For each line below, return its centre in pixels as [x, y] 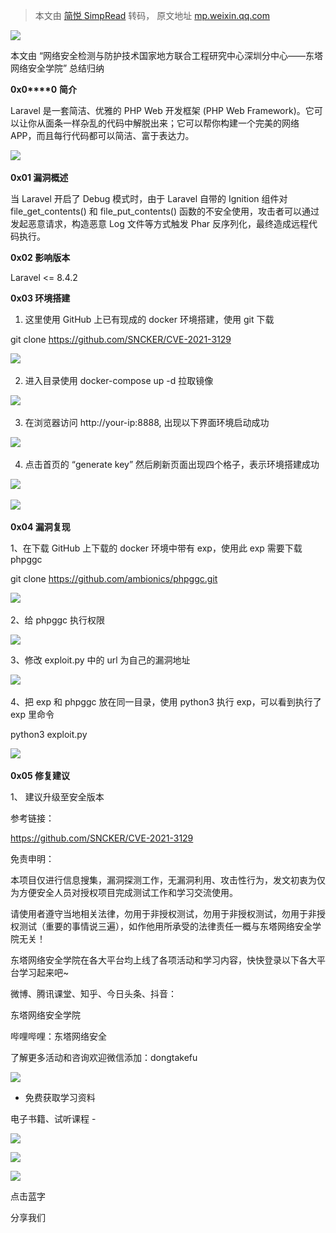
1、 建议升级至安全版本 [57, 797]
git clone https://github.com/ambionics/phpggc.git [114, 578]
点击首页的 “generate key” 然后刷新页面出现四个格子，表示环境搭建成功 [172, 464]
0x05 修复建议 [40, 775]
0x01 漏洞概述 [39, 177]
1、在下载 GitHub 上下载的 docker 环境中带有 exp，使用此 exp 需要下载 [156, 548]
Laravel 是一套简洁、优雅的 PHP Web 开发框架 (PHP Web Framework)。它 [162, 110]
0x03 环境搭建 [40, 298]
